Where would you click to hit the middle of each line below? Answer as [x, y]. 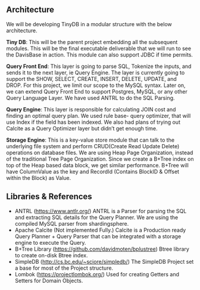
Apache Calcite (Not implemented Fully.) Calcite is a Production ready [100, 230]
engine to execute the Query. [50, 242]
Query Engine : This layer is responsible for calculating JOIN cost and [91, 109]
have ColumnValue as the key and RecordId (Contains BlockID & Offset [93, 171]
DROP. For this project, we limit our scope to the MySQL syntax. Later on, [96, 85]
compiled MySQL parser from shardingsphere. [72, 223]
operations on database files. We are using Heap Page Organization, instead [100, 152]
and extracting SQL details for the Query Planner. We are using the [96, 217]
